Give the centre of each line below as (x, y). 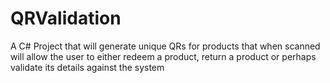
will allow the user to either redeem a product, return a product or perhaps (163, 56)
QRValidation (66, 18)
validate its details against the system (87, 67)
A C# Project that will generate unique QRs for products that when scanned (165, 46)
